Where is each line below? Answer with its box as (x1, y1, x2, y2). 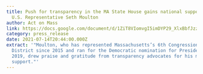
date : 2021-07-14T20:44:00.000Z (6, 36, 88, 42)
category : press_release (6, 31, 69, 37)
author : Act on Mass (6, 20, 59, 26)
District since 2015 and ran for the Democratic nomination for (11, 48, 177, 54)
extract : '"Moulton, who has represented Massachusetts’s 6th (6, 42, 166, 48)
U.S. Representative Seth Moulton (11, 14, 98, 20)
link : (6, 25, 20, 32)
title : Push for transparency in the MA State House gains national (6, 8, 182, 15)
